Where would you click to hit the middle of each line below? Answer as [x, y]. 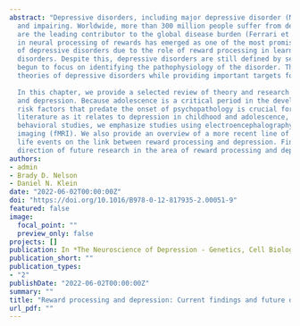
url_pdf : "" [31, 308]
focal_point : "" [47, 225]
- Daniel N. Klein [43, 184]
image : [21, 217]
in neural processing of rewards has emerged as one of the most [142, 42]
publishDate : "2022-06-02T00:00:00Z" [79, 283]
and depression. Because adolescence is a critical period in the [143, 100]
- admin [24, 167]
